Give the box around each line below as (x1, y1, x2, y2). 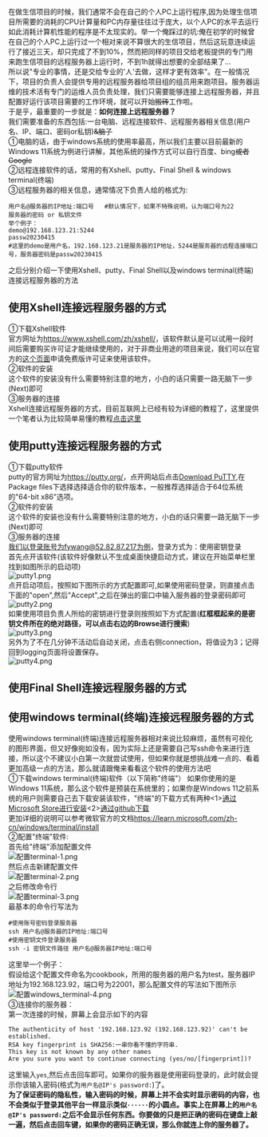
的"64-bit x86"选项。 (8, 492, 78, 501)
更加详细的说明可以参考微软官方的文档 (8, 813, 134, 822)
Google (8, 156, 33, 165)
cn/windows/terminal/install (8, 822, 100, 832)
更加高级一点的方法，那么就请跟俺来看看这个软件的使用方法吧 (8, 763, 211, 773)
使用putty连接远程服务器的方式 (8, 439, 162, 453)
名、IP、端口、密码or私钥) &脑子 (8, 127, 113, 136)
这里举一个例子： (8, 959, 65, 969)
